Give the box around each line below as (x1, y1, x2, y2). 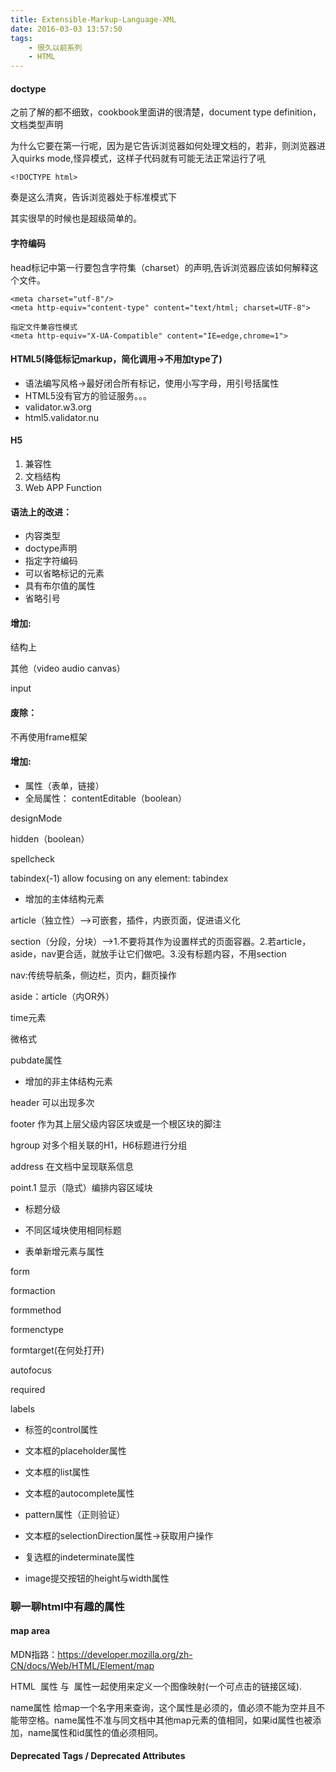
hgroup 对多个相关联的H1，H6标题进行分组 (10, 1139, 188, 1151)
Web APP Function (24, 481, 103, 493)
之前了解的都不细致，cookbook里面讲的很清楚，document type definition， (10, 106, 322, 118)
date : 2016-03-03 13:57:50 (10, 24, 123, 34)
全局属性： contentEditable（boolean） (24, 792, 188, 804)
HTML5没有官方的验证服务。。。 (24, 389, 153, 401)
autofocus (10, 1364, 52, 1376)
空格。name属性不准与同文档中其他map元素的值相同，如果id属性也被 (27, 1714, 313, 1726)
